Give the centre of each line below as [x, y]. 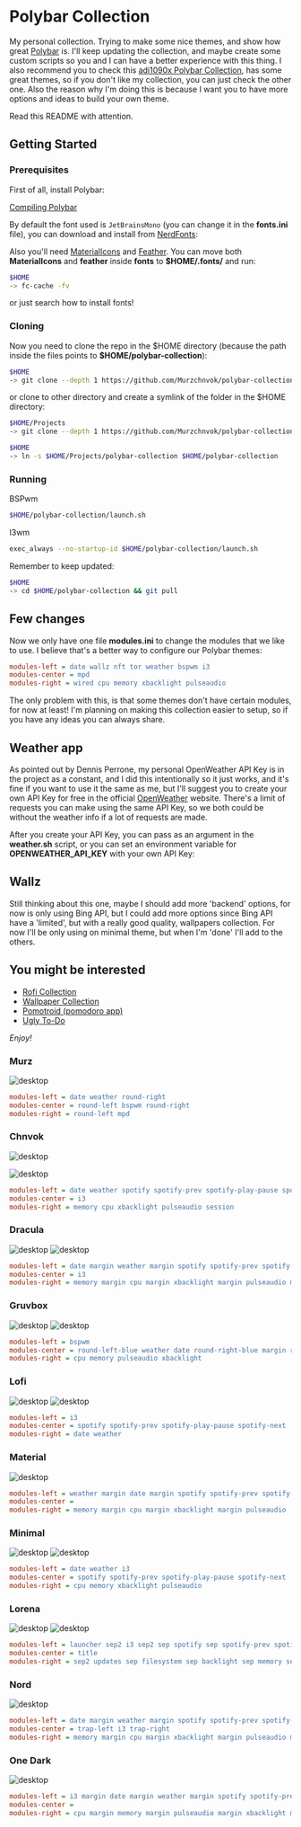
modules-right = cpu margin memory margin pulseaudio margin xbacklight [148, 1813]
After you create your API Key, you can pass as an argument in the [132, 834]
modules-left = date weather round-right [88, 1097]
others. [22, 942]
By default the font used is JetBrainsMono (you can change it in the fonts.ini [149, 224]
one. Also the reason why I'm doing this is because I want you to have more [149, 89]
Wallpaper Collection [61, 1001]
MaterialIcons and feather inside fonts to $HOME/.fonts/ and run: [133, 261]
